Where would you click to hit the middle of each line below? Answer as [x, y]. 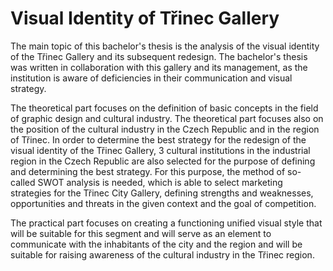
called [23, 182]
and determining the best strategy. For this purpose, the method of [148, 171]
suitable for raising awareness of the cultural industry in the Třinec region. [162, 254]
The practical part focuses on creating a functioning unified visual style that [166, 223]
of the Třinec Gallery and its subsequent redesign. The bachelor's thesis [159, 56]
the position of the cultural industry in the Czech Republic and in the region [165, 129]
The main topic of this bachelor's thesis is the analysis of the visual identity [165, 46]
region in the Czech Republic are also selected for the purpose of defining [163, 161]
